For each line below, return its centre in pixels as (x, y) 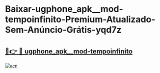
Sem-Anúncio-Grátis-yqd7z (63, 30)
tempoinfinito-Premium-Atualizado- (80, 19)
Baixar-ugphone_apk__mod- (64, 9)
